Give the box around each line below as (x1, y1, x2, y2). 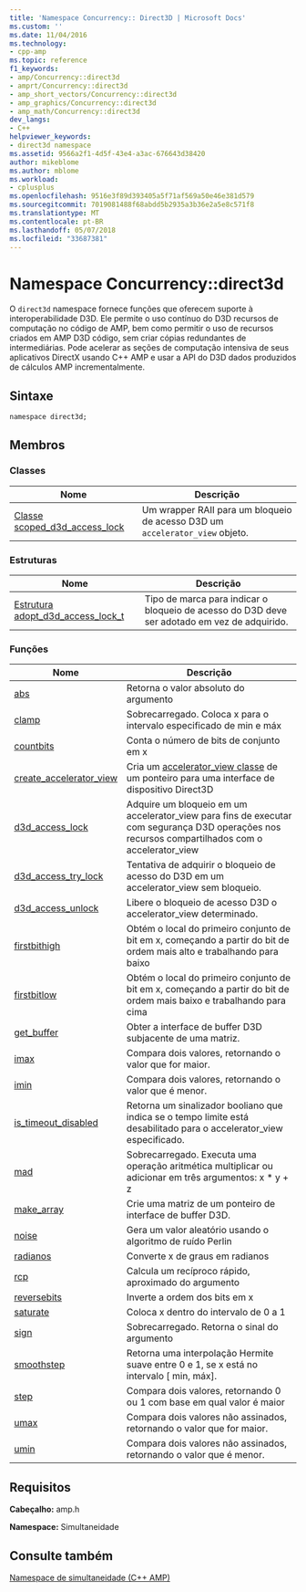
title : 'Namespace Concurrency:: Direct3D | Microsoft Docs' (9, 13, 247, 23)
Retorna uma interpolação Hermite (126, 1347, 274, 1360)
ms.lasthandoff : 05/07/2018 (9, 225, 117, 235)
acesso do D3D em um (126, 870, 225, 883)
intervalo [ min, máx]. (126, 1370, 218, 1383)
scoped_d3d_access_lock (14, 520, 125, 533)
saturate (14, 1306, 50, 1319)
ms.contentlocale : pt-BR (9, 216, 104, 226)
